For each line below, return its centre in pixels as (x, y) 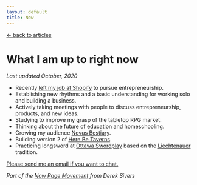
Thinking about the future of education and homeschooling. (90, 126)
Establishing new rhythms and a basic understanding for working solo (102, 94)
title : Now (20, 18)
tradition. (26, 152)
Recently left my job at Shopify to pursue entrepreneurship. (89, 88)
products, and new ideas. (47, 113)
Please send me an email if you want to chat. (62, 164)
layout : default (27, 12)
